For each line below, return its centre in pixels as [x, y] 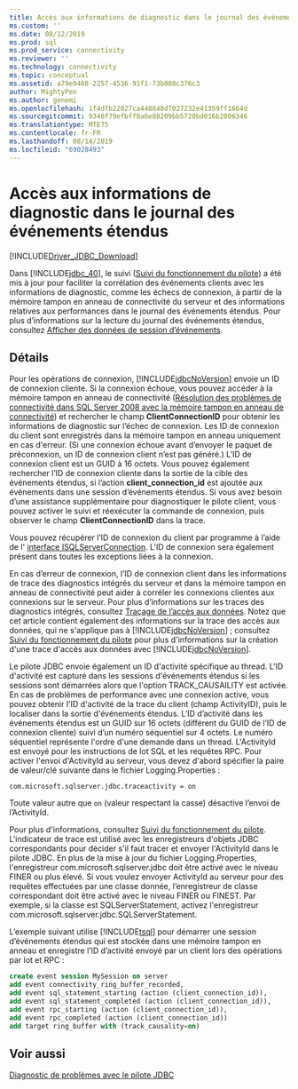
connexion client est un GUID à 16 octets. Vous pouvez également [129, 464]
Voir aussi [37, 1053]
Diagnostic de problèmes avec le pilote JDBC [92, 1075]
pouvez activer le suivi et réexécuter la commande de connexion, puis [137, 511]
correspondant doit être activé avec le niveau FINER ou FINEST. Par [133, 896]
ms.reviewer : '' [39, 59]
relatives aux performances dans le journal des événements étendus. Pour [145, 311]
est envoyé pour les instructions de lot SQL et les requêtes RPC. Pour [136, 751]
